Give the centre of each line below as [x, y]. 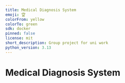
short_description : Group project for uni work [57, 43]
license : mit [19, 38]
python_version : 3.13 [28, 48]
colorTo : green [21, 24]
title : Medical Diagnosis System [41, 10]
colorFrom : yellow [25, 19]
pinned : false [20, 33]
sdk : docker [18, 29]
